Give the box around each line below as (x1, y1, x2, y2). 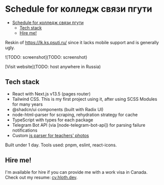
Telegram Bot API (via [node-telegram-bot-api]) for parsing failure (12, 122, 145, 128)
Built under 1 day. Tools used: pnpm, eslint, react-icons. (5, 142, 117, 148)
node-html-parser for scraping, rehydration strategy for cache (12, 112, 138, 117)
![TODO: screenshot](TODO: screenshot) (5, 54, 87, 60)
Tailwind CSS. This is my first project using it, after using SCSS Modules (12, 96, 158, 102)
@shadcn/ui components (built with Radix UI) (12, 106, 104, 112)
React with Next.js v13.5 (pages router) (12, 91, 91, 96)
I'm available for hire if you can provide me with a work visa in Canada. (5, 169, 148, 175)
